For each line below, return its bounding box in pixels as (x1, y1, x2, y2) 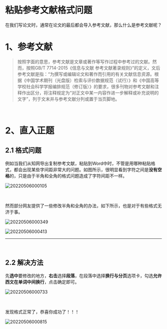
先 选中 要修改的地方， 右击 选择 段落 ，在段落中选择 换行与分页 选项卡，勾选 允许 (5, 272, 162, 279)
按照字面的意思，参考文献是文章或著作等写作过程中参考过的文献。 (17, 58, 153, 65)
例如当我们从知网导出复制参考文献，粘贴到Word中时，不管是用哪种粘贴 (5, 160, 152, 166)
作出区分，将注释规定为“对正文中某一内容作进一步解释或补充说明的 (21, 90, 159, 96)
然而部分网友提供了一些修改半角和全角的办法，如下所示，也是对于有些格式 (5, 203, 158, 209)
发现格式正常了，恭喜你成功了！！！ (5, 309, 80, 315)
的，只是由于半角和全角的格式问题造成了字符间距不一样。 (9, 173, 127, 179)
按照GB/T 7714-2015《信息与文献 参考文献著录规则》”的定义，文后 (26, 65, 161, 71)
